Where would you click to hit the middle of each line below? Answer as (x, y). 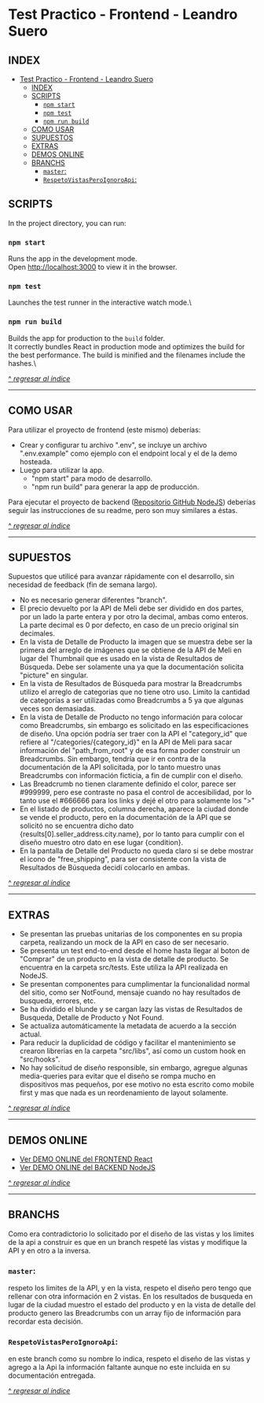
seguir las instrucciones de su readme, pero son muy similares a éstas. (123, 510)
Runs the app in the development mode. (73, 259)
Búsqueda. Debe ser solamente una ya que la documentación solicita (132, 667)
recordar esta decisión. (46, 1322)
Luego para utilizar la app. (62, 470)
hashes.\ (22, 363)
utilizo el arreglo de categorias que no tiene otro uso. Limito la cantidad (134, 692)
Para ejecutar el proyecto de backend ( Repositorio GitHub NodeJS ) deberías (132, 502)
